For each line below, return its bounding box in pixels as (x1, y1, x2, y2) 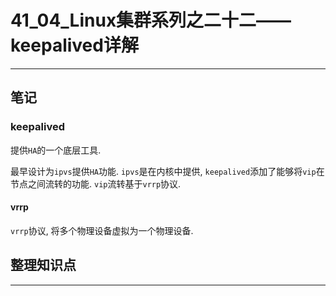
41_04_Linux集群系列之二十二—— (10, 9, 292, 32)
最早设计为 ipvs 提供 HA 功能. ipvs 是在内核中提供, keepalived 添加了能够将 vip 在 (10, 165, 325, 177)
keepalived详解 (10, 34, 139, 57)
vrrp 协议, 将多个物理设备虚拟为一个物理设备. (10, 224, 194, 236)
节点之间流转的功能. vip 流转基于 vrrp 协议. (10, 177, 182, 190)
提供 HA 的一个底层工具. (10, 144, 102, 156)
